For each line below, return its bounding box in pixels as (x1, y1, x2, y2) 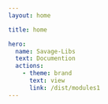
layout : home (8, 11, 51, 20)
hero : (8, 40, 26, 48)
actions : (15, 62, 44, 70)
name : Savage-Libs (15, 47, 76, 55)
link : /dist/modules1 (28, 84, 101, 91)
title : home (8, 25, 47, 34)
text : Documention (15, 54, 76, 63)
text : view (28, 76, 65, 84)
